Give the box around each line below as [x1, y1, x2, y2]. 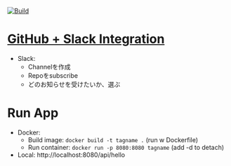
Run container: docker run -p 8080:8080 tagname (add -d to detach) [27, 143, 225, 151]
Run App [7, 105, 59, 121]
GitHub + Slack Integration [7, 32, 165, 47]
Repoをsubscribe [27, 71, 79, 80]
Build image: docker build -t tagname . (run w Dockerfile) [27, 135, 199, 144]
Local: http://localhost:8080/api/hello [17, 151, 125, 159]
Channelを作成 [27, 62, 72, 71]
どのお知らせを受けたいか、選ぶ [27, 80, 121, 88]
